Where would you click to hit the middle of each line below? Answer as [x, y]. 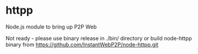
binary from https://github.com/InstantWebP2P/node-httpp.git [82, 45]
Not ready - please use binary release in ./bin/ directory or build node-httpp [99, 38]
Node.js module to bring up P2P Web [51, 27]
